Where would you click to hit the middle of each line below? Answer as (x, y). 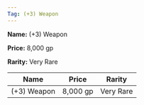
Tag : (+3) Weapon (33, 14)
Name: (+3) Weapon (37, 34)
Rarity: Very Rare (33, 62)
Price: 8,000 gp (31, 48)
